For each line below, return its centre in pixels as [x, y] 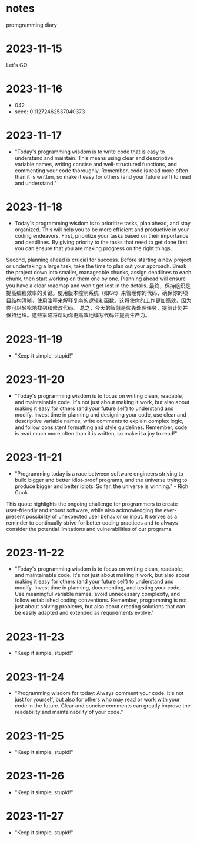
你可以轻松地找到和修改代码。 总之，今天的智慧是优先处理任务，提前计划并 [97, 307]
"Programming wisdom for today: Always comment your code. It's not [99, 693]
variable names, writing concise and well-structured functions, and [96, 164]
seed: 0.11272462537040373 [50, 112]
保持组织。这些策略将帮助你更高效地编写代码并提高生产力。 [78, 315]
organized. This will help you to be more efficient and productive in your [102, 230]
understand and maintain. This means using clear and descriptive [94, 158]
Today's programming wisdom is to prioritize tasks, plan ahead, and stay [103, 223]
